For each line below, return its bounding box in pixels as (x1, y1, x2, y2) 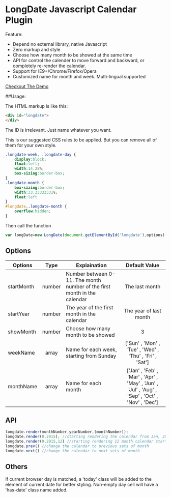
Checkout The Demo (5, 83, 49, 90)
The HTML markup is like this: (5, 103, 68, 109)
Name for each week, (66, 346, 117, 353)
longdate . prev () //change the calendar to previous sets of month (5, 444, 149, 449)
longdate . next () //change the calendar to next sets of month (5, 448, 140, 453)
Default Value (125, 261, 159, 269)
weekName (8, 349, 35, 356)
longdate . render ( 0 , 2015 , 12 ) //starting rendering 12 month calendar (5, 439, 154, 444)
